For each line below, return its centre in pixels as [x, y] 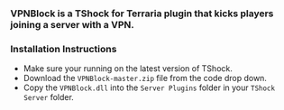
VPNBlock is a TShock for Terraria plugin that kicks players [142, 14]
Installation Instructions [64, 49]
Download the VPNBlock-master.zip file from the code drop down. [145, 78]
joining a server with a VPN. [72, 24]
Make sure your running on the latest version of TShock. [128, 69]
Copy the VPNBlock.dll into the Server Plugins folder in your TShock [149, 87]
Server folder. [49, 97]
